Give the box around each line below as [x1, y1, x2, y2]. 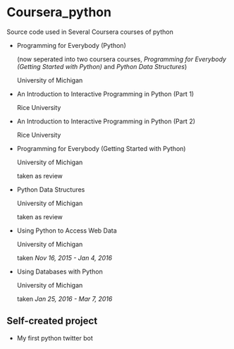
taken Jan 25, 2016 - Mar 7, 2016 [16, 294, 113, 303]
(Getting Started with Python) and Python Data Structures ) [16, 62, 187, 71]
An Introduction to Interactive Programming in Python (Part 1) [16, 90, 195, 98]
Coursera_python [6, 4, 112, 20]
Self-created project [6, 315, 98, 327]
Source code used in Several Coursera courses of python [6, 27, 173, 36]
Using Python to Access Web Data [16, 226, 117, 235]
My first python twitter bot [16, 333, 93, 342]
